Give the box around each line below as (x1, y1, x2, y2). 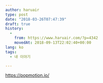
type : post (5, 12, 28, 17)
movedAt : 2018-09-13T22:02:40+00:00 (14, 40, 92, 45)
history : (5, 26, 24, 31)
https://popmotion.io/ (5, 72, 49, 78)
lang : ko (5, 45, 24, 50)
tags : (5, 49, 17, 54)
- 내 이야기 (10, 54, 31, 59)
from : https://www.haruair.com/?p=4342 (14, 36, 98, 41)
